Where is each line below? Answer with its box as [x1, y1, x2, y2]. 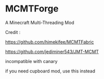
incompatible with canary [5, 58, 58, 64]
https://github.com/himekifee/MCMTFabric [5, 38, 94, 45]
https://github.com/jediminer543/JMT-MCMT [5, 48, 99, 54]
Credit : [5, 29, 21, 35]
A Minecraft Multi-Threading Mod [5, 19, 74, 25]
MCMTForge [5, 3, 59, 14]
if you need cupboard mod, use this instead [5, 68, 95, 74]
